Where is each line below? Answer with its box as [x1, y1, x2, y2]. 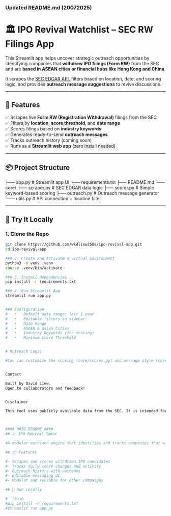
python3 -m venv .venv [5, 260, 53, 266]
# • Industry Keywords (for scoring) [5, 331, 95, 336]
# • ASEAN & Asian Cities [5, 325, 70, 331]
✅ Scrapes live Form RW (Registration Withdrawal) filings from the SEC [5, 114, 157, 120]
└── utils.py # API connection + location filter [5, 196, 102, 202]
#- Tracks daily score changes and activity [5, 464, 101, 469]
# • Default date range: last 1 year [5, 311, 95, 317]
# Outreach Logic [5, 349, 42, 354]
